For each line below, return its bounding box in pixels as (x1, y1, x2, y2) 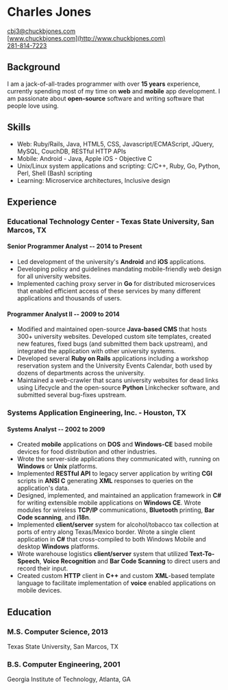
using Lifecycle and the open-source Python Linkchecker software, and (16, 383, 220, 392)
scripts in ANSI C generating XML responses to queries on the (16, 477, 194, 485)
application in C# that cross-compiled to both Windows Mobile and (16, 535, 207, 544)
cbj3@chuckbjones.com (7, 27, 76, 35)
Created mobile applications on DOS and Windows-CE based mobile (16, 441, 213, 449)
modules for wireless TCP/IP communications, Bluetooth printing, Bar (16, 506, 215, 514)
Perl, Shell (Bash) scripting (16, 169, 92, 177)
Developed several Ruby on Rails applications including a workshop (16, 355, 209, 363)
